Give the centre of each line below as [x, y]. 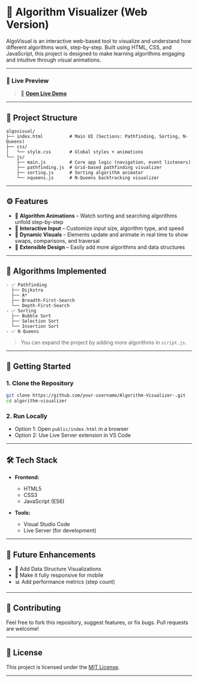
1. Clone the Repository [40, 383]
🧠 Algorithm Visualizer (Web [77, 12]
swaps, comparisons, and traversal [57, 241]
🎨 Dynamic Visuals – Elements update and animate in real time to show [101, 234]
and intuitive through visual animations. [54, 60]
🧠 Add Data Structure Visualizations [58, 569]
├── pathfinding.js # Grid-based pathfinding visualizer [89, 168]
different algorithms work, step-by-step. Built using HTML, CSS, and [89, 47]
